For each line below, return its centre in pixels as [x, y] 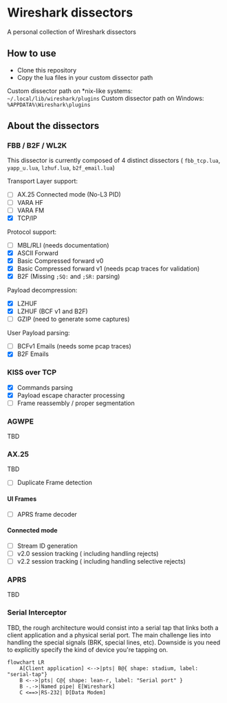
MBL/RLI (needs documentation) [63, 245]
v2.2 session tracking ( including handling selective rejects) [101, 562]
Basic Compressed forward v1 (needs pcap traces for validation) [108, 268]
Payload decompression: [42, 290]
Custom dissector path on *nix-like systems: [70, 90]
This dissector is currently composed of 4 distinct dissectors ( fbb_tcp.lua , [114, 161]
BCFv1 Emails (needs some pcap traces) [74, 346]
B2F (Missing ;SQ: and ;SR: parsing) [68, 276]
